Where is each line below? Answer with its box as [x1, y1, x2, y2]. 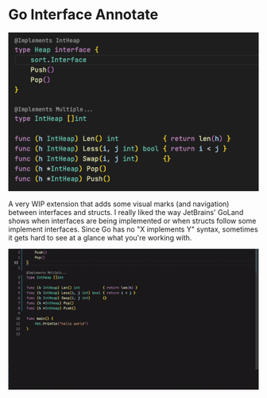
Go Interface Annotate [8, 6, 159, 24]
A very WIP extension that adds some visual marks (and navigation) [8, 199, 230, 209]
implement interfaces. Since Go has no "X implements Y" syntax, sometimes [8, 224, 258, 234]
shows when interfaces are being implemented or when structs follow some [8, 216, 257, 225]
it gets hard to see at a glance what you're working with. [8, 232, 192, 242]
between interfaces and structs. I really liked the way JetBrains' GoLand [8, 207, 244, 217]
